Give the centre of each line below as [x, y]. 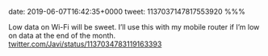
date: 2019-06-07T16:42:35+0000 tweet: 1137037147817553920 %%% [127, 12]
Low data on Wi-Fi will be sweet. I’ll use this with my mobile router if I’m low [134, 27]
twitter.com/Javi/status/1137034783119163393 [85, 44]
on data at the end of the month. [62, 36]
